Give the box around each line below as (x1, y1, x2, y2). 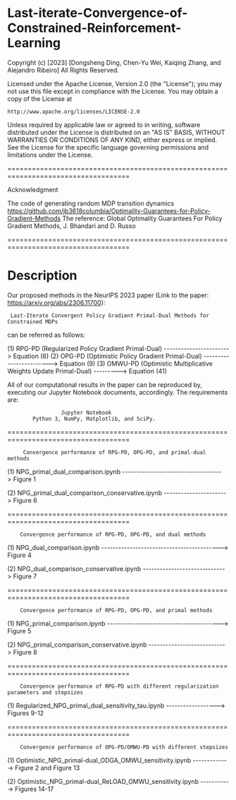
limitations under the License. (7, 150, 93, 159)
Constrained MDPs (7, 318, 58, 326)
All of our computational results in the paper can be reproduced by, (7, 380, 203, 389)
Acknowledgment (7, 185, 58, 193)
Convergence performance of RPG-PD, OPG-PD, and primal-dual (23, 448, 206, 456)
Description (7, 268, 77, 284)
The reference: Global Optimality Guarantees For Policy (62, 214, 223, 222)
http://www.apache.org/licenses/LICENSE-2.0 (7, 108, 140, 115)
